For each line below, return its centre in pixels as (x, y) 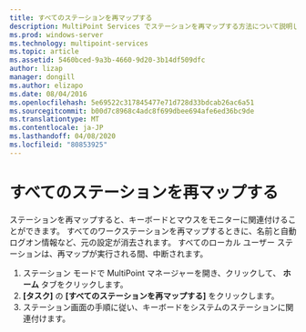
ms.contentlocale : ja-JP (56, 128)
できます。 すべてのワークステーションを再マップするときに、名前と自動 (161, 231)
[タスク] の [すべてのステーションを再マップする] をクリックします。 (151, 296)
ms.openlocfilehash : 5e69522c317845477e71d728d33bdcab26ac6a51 (132, 102)
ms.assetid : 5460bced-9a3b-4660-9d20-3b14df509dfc (107, 60)
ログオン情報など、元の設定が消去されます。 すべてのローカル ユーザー (142, 242)
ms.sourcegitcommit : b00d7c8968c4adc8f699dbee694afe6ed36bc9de (132, 111)
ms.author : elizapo (46, 86)
